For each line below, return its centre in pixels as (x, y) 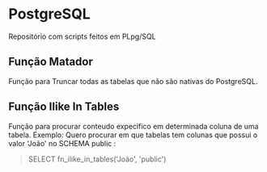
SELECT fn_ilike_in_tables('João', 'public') (97, 159)
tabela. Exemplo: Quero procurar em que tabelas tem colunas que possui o (133, 135)
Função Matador (51, 62)
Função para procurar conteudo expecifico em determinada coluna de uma (133, 126)
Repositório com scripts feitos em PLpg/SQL (82, 36)
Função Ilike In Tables (64, 107)
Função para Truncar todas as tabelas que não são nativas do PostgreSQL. (133, 81)
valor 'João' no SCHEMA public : (62, 143)
